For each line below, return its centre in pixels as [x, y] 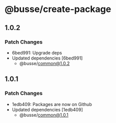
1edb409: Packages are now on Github [52, 104]
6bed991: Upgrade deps [37, 52]
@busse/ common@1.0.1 [44, 115]
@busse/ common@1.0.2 [44, 63]
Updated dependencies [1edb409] [47, 109]
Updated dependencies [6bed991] [47, 58]
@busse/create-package [58, 9]
